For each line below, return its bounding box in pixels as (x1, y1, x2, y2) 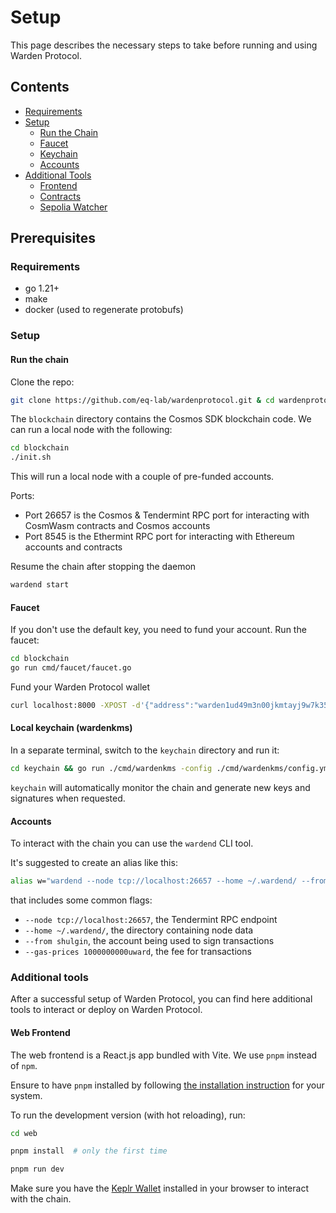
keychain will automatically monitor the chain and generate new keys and (10, 781, 311, 793)
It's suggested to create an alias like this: (10, 857, 178, 869)
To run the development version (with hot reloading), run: (10, 1109, 246, 1121)
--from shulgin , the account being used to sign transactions (24, 935, 275, 947)
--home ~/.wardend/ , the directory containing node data (24, 924, 254, 936)
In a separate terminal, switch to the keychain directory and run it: (10, 744, 280, 756)
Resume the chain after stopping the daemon (10, 561, 197, 573)
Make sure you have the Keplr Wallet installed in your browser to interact (10, 1182, 309, 1195)
